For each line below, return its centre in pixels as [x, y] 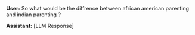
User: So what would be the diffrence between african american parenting [98, 8]
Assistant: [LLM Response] [40, 26]
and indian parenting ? [34, 15]
